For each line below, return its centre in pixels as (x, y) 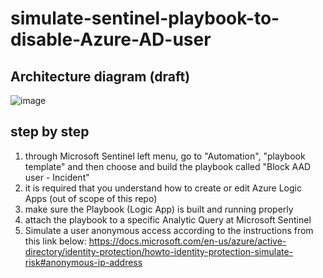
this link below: (55, 241)
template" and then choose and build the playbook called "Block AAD (168, 166)
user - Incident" (57, 177)
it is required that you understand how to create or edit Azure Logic (163, 188)
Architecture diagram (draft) (100, 76)
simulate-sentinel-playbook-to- (145, 18)
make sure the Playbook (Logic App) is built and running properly (159, 209)
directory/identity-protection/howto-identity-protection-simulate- (159, 251)
